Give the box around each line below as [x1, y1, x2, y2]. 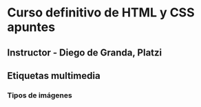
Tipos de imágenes [7, 91, 72, 100]
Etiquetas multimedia [7, 70, 101, 82]
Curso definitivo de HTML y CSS [7, 5, 195, 21]
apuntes [7, 19, 56, 35]
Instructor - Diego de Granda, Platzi [7, 47, 162, 58]
